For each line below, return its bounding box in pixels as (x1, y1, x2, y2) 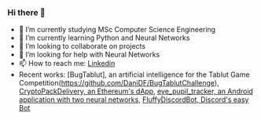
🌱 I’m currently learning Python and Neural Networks (18, 33, 190, 42)
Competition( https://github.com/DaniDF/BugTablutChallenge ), (18, 78, 219, 88)
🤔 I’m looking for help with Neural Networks (18, 50, 160, 60)
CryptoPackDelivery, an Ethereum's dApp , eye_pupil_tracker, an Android (18, 86, 253, 96)
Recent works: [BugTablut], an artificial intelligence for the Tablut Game (18, 70, 250, 79)
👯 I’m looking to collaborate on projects (18, 42, 146, 51)
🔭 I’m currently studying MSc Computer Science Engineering (18, 25, 216, 35)
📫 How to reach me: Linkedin (18, 59, 116, 68)
